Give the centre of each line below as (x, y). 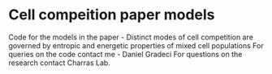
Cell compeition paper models (112, 15)
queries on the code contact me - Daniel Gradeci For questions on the (125, 54)
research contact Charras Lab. (60, 63)
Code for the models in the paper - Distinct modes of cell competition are (131, 37)
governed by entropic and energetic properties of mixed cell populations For (136, 45)
